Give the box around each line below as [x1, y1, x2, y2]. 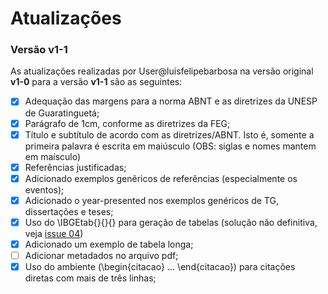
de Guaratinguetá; [24, 107, 100, 119]
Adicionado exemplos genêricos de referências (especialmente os [24, 172, 298, 184]
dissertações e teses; [24, 205, 114, 217]
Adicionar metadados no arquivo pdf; [24, 249, 179, 261]
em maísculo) [24, 150, 82, 162]
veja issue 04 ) [24, 227, 84, 239]
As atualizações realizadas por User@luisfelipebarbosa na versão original [10, 65, 314, 77]
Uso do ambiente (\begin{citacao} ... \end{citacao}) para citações [24, 261, 296, 273]
